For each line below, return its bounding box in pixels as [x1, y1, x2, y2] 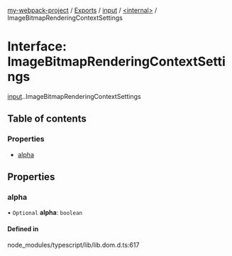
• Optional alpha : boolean [7, 208, 83, 217]
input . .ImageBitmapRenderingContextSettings [7, 92, 141, 100]
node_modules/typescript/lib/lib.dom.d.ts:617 [7, 240, 140, 249]
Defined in [7, 224, 39, 233]
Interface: [7, 38, 67, 55]
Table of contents [7, 113, 87, 125]
